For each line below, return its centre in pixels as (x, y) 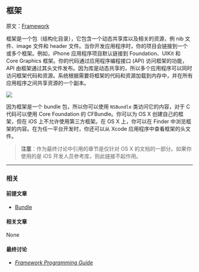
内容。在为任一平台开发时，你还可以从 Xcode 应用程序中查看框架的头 (101, 128)
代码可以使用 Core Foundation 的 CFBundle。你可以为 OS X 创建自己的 (92, 114)
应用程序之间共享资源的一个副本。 (48, 83)
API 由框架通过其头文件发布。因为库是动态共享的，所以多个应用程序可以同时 (99, 68)
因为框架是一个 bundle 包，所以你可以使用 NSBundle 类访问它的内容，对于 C (98, 106)
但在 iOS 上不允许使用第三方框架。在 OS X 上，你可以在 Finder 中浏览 (101, 121)
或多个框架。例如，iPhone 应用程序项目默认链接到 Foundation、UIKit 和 (93, 53)
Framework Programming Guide (54, 263)
